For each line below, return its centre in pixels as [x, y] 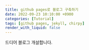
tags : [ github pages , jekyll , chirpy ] [45, 23]
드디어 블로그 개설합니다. [29, 43]
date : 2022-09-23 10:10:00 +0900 [39, 14]
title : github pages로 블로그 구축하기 [42, 10]
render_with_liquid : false [33, 28]
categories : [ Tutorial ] [30, 19]
